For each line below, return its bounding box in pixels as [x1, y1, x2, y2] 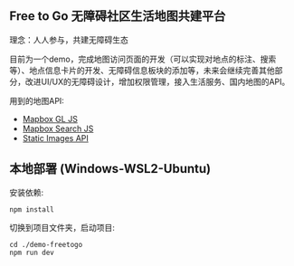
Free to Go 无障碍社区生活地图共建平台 [9, 8, 226, 24]
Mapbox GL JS [22, 113, 79, 124]
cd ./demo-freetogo [9, 240, 83, 249]
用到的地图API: [9, 95, 65, 106]
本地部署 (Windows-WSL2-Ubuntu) [9, 161, 211, 176]
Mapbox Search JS [22, 123, 94, 134]
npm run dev [9, 248, 54, 257]
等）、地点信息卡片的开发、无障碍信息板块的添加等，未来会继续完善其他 [9, 64, 275, 75]
